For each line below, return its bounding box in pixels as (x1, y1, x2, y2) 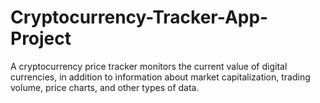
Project (10, 27, 72, 50)
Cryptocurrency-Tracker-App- (10, 6, 269, 29)
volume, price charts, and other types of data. (10, 81, 200, 93)
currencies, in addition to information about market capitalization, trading (10, 71, 311, 83)
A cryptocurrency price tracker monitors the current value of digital (10, 60, 288, 72)
